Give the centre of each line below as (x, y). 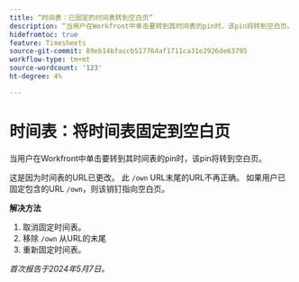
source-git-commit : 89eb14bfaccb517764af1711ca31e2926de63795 (128, 51)
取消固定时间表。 (54, 227)
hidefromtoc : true (44, 34)
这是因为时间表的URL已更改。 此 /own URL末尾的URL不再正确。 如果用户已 (148, 177)
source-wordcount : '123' (56, 68)
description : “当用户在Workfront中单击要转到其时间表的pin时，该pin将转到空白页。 (152, 26)
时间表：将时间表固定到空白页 (120, 131)
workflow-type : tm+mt (50, 59)
